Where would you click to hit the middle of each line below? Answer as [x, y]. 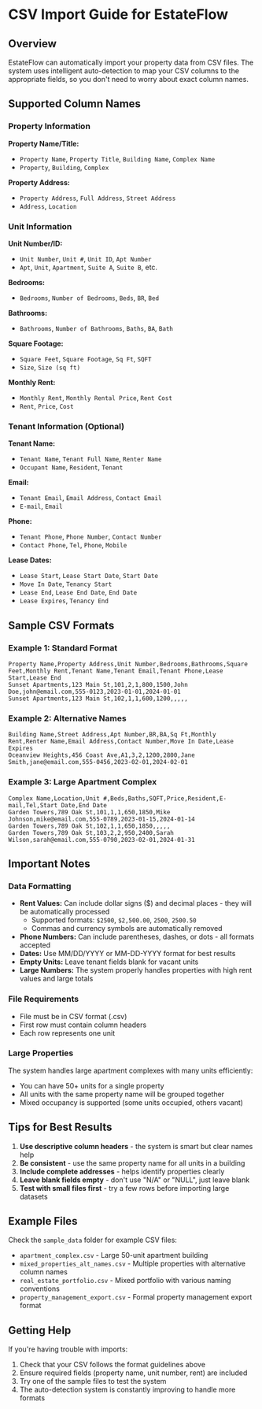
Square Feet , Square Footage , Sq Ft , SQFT [85, 358]
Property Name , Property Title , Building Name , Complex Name [117, 158]
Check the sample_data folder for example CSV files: [92, 1240]
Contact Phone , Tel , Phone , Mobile [73, 545]
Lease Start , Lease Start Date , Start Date [89, 576]
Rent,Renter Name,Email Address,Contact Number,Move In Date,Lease [121, 742]
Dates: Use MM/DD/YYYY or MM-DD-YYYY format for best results [127, 954]
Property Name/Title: [44, 143]
